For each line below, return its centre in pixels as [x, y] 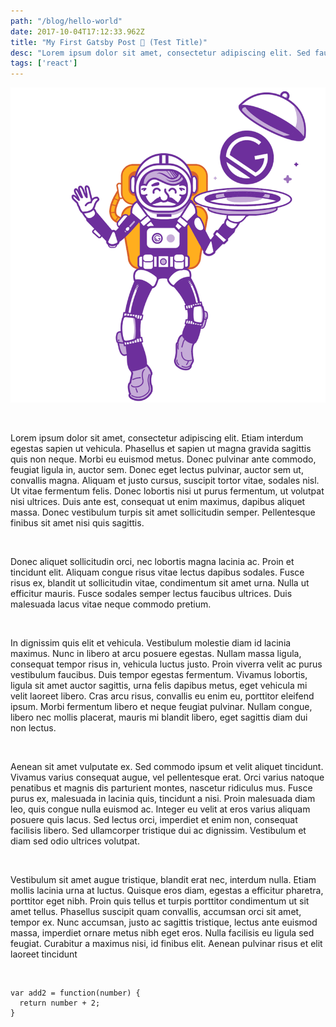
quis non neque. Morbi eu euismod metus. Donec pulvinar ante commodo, [163, 459]
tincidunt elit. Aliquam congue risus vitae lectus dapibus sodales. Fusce [157, 572]
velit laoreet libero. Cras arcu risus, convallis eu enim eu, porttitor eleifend [162, 696]
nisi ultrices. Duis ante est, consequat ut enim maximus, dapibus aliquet [158, 502]
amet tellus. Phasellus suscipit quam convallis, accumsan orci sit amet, [156, 912]
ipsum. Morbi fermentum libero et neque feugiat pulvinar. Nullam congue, [161, 707]
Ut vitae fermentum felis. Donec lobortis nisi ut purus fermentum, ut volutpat [167, 491]
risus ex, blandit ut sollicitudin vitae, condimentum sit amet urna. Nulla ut [160, 583]
